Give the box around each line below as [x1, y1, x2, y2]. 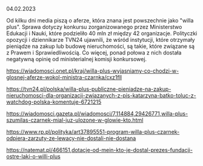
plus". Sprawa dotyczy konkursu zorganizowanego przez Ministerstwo [6, 24, 182, 30]
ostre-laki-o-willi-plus [6, 153, 61, 160]
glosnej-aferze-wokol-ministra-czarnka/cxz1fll [6, 74, 122, 81]
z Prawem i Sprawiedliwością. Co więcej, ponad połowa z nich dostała [6, 49, 182, 56]
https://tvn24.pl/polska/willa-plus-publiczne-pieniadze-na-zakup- [6, 85, 171, 93]
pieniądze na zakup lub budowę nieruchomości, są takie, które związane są [6, 42, 195, 50]
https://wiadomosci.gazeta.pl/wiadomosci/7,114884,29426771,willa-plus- [6, 110, 188, 117]
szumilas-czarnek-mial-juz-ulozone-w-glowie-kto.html [6, 116, 144, 124]
